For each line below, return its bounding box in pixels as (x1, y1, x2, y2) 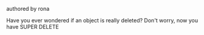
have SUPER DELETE (6, 24, 59, 30)
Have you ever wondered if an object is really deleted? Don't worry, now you (6, 17, 199, 24)
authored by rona (6, 5, 50, 12)
